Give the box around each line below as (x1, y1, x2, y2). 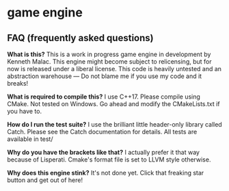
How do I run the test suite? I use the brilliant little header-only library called (7, 120, 222, 128)
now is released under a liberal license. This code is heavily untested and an (7, 65, 222, 73)
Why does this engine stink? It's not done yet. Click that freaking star (7, 169, 204, 177)
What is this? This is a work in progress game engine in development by (7, 50, 211, 58)
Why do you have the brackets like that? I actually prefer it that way (7, 149, 200, 156)
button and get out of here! (7, 176, 83, 184)
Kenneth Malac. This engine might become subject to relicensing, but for (7, 58, 212, 66)
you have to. (7, 107, 42, 115)
